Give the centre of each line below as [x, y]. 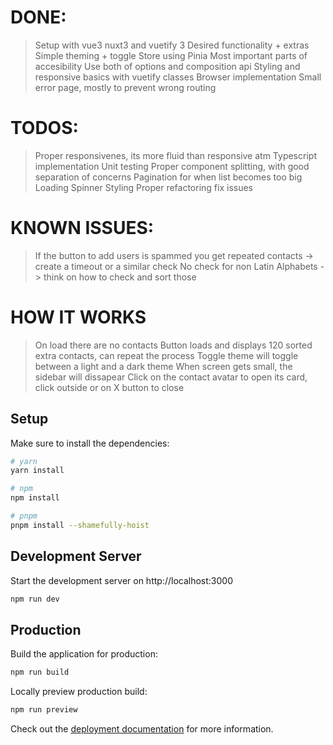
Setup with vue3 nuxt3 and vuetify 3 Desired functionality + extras [172, 45]
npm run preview [44, 710]
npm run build [40, 672]
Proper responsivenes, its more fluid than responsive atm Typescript [175, 155]
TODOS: [44, 128]
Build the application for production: [84, 654]
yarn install [37, 471]
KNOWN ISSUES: [82, 228]
